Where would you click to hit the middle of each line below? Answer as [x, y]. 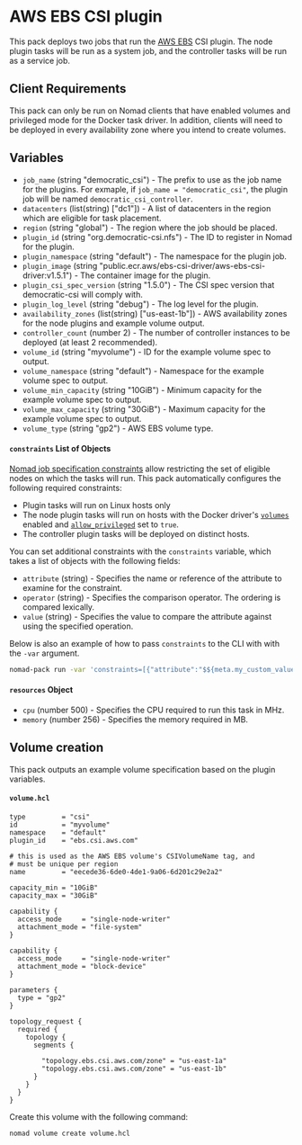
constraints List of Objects [60, 449]
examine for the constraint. [72, 587]
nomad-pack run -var [48, 669]
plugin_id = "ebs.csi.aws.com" [74, 840]
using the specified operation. [78, 626]
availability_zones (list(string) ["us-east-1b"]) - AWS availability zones [155, 313]
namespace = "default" [58, 832]
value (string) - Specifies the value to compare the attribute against [147, 616]
